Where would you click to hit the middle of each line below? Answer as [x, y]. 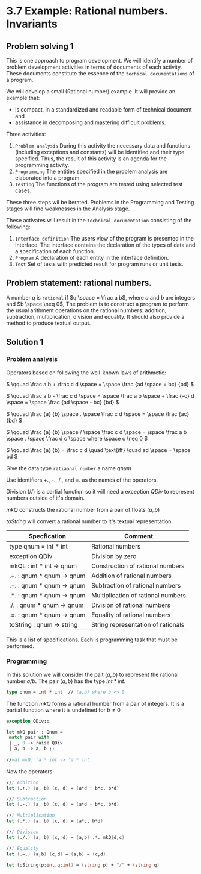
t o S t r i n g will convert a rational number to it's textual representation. [89, 521]
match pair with [29, 737]
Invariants [32, 24]
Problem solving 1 [40, 46]
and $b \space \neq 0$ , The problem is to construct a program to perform [97, 304]
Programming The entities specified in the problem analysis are [91, 171]
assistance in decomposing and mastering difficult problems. [90, 122]
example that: [23, 98]
